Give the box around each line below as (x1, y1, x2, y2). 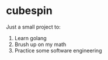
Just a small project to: (6, 23, 61, 30)
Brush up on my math (14, 41, 67, 48)
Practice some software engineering (14, 47, 102, 54)
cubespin (6, 4, 53, 17)
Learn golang (14, 34, 47, 41)
